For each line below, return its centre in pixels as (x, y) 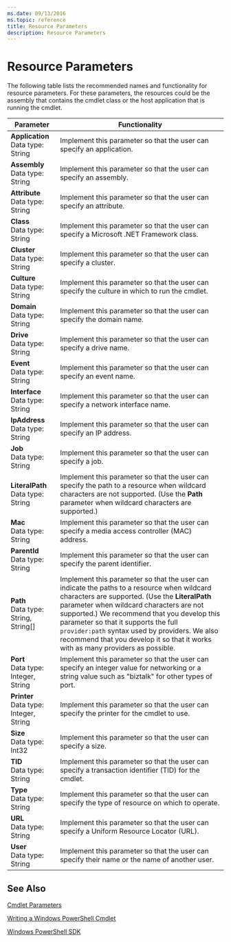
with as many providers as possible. (117, 648)
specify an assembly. (94, 178)
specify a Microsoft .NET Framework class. (129, 235)
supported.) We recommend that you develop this (140, 614)
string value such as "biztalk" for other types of (136, 676)
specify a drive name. (95, 348)
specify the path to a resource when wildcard (133, 486)
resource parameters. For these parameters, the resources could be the (109, 93)
